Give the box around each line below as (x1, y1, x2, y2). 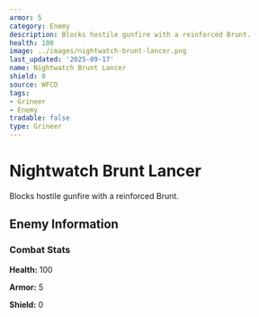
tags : (9, 88, 30, 97)
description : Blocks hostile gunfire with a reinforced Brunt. (9, 30, 252, 39)
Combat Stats (9, 244, 71, 257)
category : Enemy (9, 22, 70, 31)
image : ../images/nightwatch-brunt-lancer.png (9, 47, 187, 56)
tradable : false (9, 113, 70, 122)
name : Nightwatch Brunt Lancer (9, 64, 127, 73)
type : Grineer (9, 122, 63, 131)
